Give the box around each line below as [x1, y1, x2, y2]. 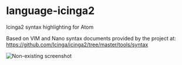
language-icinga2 [6, 4, 95, 18]
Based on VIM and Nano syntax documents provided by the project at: [6, 35, 176, 42]
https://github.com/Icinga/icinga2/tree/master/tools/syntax [6, 41, 149, 48]
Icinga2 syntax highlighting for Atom [6, 23, 94, 30]
